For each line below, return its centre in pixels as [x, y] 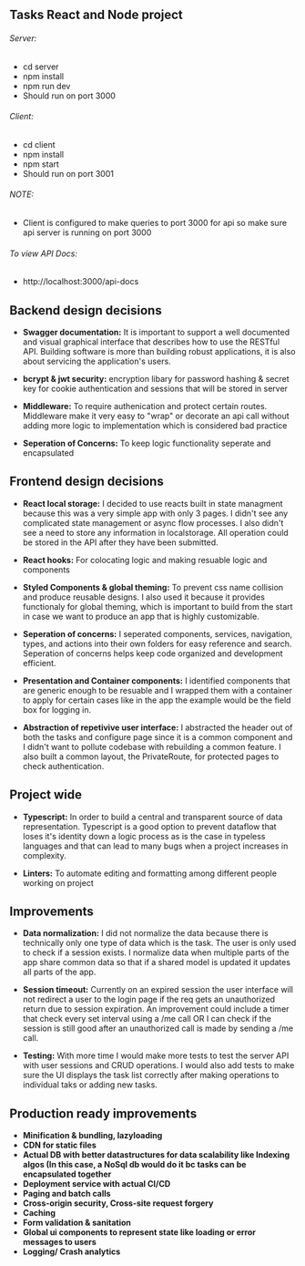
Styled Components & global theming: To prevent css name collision [153, 587]
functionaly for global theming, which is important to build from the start [158, 606]
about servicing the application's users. [97, 361]
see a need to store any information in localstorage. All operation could [155, 532]
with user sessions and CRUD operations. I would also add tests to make [158, 1065]
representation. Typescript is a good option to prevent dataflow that [149, 826]
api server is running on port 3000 [87, 232]
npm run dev [46, 86]
